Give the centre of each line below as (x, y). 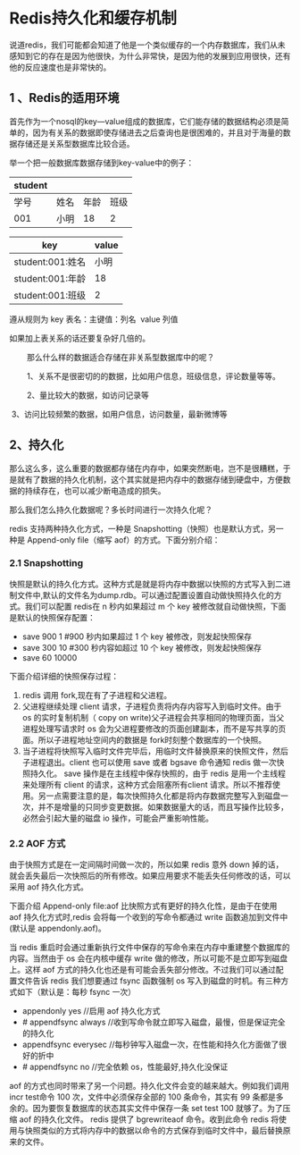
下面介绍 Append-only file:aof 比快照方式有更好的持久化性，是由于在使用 (143, 906)
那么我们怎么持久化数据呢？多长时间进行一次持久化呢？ (111, 510)
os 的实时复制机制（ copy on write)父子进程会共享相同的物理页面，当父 (153, 717)
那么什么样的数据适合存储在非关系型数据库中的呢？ (121, 357)
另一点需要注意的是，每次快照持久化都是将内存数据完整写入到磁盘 (159, 796)
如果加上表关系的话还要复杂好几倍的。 (79, 338)
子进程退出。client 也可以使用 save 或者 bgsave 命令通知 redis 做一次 (149, 762)
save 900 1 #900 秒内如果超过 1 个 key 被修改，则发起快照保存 (137, 637)
